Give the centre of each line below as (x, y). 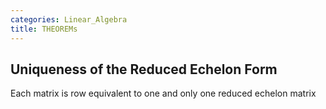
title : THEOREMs (44, 29)
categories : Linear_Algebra (69, 19)
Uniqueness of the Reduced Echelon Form (144, 69)
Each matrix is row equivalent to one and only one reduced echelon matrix (163, 93)
